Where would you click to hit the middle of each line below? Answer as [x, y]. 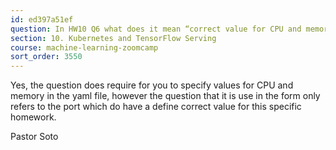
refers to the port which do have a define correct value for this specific [156, 107]
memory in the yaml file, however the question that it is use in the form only [165, 96]
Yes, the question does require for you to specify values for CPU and [152, 85]
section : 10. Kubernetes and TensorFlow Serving [113, 38]
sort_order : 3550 [46, 57]
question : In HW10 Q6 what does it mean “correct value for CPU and [156, 29]
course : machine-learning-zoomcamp [84, 47]
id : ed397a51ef [42, 19]
